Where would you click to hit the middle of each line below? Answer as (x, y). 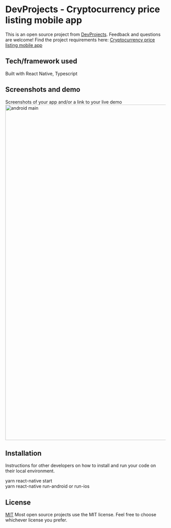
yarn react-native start (29, 481)
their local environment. (30, 471)
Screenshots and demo (43, 90)
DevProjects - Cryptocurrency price (83, 9)
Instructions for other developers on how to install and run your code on (81, 466)
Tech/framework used (41, 61)
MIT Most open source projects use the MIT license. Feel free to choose (81, 515)
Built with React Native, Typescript (41, 73)
